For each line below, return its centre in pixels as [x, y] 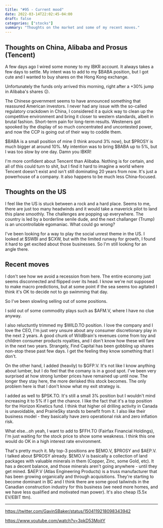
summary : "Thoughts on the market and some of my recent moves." [72, 28]
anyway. [13, 316]
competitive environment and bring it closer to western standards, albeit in [79, 116]
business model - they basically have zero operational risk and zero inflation [81, 416]
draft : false [18, 18]
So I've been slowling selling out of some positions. [56, 301]
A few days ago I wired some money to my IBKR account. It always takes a [79, 67]
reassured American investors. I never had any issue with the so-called [76, 106]
